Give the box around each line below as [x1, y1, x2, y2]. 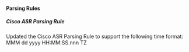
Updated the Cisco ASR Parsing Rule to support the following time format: [6, 33, 184, 40]
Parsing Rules [6, 5, 41, 12]
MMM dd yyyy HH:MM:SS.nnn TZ [6, 39, 87, 46]
